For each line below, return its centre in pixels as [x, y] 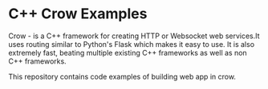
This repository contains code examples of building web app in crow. [122, 76]
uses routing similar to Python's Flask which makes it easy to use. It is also [132, 44]
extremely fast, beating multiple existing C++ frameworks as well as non [128, 52]
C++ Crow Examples [78, 14]
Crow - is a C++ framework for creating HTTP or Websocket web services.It [134, 36]
